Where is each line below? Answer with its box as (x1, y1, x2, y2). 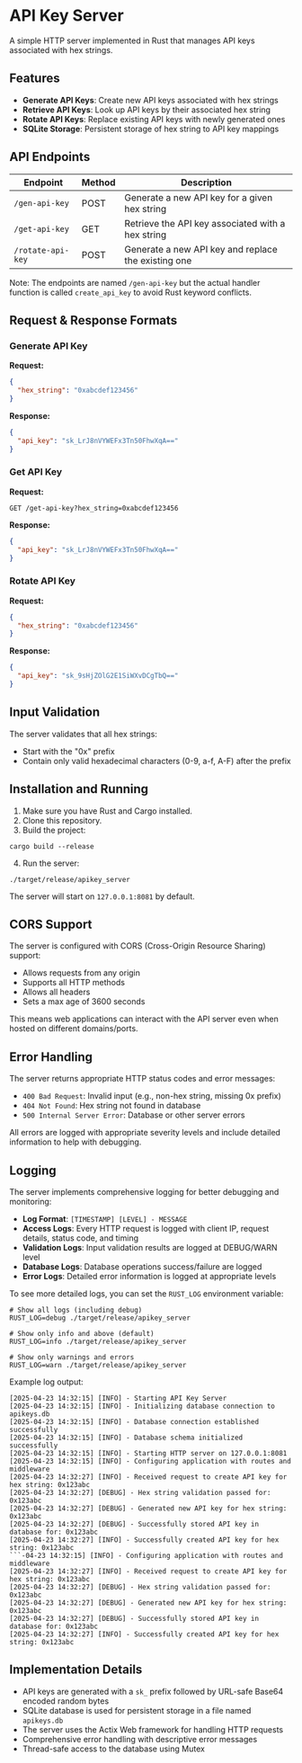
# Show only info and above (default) (9, 1330, 155, 1339)
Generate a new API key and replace (124, 243, 279, 255)
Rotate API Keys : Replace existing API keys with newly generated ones (22, 113, 286, 124)
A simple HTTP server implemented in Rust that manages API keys (9, 35, 255, 46)
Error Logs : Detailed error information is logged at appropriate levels (22, 1271, 277, 1282)
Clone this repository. (22, 815, 102, 825)
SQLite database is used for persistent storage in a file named (22, 1705, 252, 1715)
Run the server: (22, 858, 80, 868)
